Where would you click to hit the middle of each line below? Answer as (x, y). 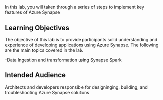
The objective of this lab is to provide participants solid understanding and (81, 39)
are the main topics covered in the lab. (44, 50)
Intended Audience (36, 75)
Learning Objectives (37, 28)
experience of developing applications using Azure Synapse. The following (82, 45)
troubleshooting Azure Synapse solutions (47, 92)
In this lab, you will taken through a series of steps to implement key (75, 7)
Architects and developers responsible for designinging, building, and (76, 87)
